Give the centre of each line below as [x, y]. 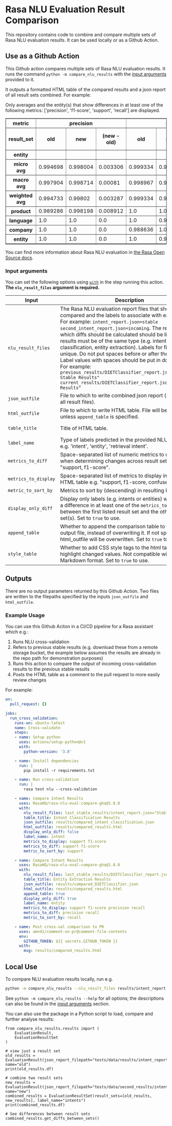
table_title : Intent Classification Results [72, 817]
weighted [21, 195]
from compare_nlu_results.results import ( [52, 1028]
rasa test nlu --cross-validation [60, 789]
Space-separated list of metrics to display [111, 476]
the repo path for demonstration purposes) [58, 658]
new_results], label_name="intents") [46, 1100]
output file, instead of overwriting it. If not [110, 533]
